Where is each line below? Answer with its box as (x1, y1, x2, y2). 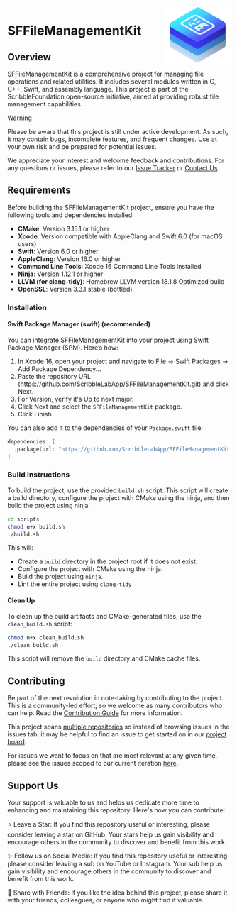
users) (17, 239, 37, 248)
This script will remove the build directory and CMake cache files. (7, 654, 201, 663)
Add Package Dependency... (17, 364, 101, 373)
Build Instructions (7, 470, 70, 480)
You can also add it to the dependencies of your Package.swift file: (7, 424, 204, 432)
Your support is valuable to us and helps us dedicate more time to (7, 798, 200, 807)
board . (7, 738, 27, 746)
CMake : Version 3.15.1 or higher (17, 224, 110, 233)
